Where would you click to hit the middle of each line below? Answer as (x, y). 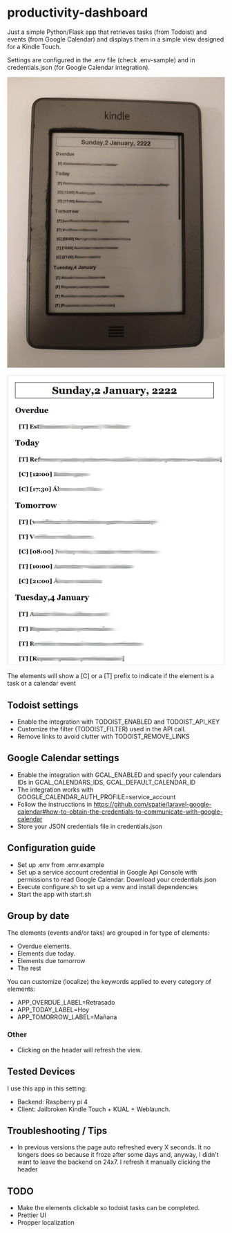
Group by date (38, 916)
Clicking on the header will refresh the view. (79, 1050)
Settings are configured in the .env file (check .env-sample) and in (101, 60)
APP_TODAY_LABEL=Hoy (53, 1010)
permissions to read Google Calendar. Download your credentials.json (117, 879)
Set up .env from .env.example (61, 865)
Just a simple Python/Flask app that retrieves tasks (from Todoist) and (107, 32)
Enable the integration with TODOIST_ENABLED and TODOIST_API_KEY (118, 722)
